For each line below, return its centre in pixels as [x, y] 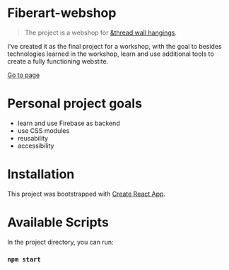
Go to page [24, 75]
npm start [24, 259]
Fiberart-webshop [62, 13]
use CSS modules [43, 130]
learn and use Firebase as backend [69, 123]
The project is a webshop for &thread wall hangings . [100, 33]
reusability [33, 138]
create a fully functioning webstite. [58, 61]
